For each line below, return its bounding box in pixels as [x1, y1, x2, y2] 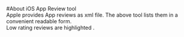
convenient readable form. [6, 18, 72, 24]
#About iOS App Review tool [6, 5, 76, 12]
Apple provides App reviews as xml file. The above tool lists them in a [6, 11, 179, 18]
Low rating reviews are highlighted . [6, 24, 95, 31]
